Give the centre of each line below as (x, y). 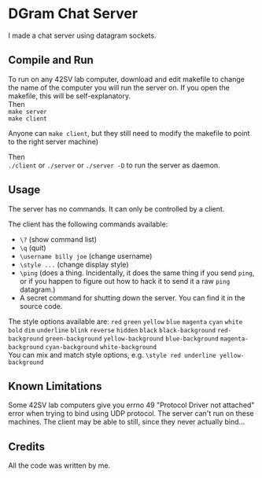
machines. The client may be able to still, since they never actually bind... (127, 422)
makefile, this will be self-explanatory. (70, 96)
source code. (41, 306)
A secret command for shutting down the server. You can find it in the (132, 298)
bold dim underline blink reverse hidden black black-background (112, 330)
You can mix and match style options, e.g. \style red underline (112, 355)
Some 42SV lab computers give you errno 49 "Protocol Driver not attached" (131, 405)
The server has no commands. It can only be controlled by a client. (116, 208)
